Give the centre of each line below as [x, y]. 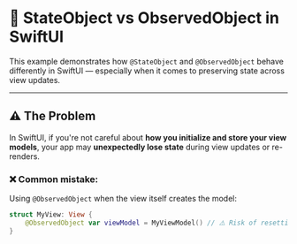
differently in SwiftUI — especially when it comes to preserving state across [147, 71]
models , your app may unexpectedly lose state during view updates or [140, 147]
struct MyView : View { [51, 215]
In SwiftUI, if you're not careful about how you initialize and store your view [148, 137]
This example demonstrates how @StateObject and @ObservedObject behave [147, 61]
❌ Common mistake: [54, 179]
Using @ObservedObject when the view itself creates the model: [123, 199]
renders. [24, 156]
